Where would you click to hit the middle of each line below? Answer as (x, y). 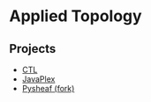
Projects (33, 49)
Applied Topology (76, 16)
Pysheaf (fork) (48, 88)
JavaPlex (38, 79)
